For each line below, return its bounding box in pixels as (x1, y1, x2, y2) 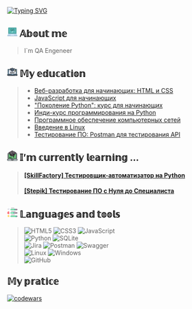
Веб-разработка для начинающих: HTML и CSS (34, 86, 173, 94)
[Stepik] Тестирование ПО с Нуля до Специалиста (23, 187, 175, 195)
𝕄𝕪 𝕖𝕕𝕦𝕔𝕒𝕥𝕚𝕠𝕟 (19, 68, 86, 80)
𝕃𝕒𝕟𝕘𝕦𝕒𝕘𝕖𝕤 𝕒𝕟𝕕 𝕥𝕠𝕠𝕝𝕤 (19, 209, 121, 220)
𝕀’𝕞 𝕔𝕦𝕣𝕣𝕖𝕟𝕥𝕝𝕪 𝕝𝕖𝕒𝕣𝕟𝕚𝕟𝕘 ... (19, 152, 139, 164)
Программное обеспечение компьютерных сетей (34, 116, 181, 124)
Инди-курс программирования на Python (34, 108, 156, 116)
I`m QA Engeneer (23, 46, 73, 54)
